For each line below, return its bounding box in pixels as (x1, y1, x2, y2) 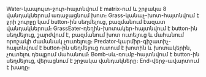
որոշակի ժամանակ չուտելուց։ (6, 38, 93, 45)
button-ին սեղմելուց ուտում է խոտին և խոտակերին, (43, 44, 192, 51)
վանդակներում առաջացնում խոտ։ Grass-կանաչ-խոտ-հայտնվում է (6, 12, 200, 19)
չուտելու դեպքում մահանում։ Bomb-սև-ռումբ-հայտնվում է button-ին (6, 51, 200, 57)
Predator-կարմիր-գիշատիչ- (94, 38, 172, 45)
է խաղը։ (6, 64, 30, 71)
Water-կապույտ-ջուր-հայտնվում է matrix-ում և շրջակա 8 (6, 5, 167, 12)
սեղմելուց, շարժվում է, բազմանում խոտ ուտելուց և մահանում (6, 31, 185, 38)
